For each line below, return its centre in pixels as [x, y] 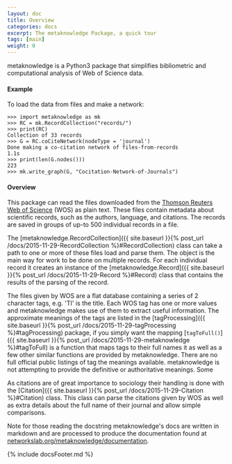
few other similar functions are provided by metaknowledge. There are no [113, 355]
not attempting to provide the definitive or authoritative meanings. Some [110, 370]
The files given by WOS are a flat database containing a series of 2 [103, 296]
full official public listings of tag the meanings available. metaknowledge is [114, 363]
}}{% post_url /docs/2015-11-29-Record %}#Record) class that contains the [115, 275]
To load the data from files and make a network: [76, 104]
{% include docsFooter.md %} [50, 454]
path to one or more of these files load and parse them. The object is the [111, 253]
